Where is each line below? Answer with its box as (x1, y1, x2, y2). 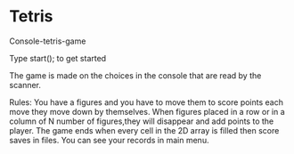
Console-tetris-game (9, 36, 86, 46)
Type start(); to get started (9, 53, 107, 63)
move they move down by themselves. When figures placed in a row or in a (9, 106, 285, 117)
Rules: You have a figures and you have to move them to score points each (9, 96, 283, 108)
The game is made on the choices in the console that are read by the (9, 69, 262, 81)
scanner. (9, 79, 42, 90)
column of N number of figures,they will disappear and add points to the (9, 116, 274, 126)
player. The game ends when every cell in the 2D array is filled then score (9, 125, 280, 135)
